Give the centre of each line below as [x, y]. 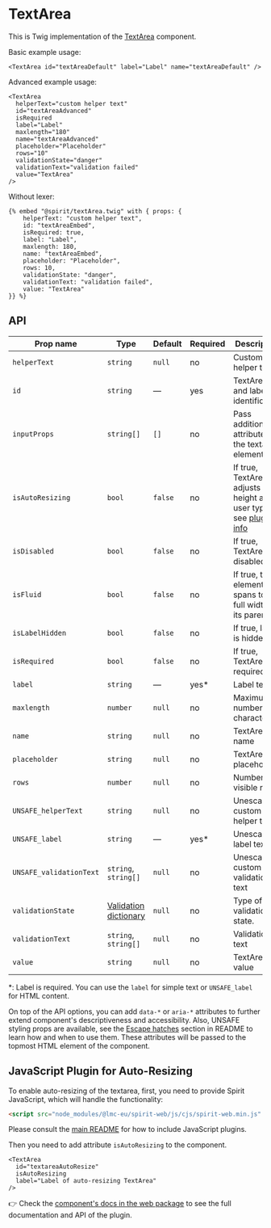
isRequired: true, [54, 232]
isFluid [27, 594]
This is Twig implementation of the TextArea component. [102, 36]
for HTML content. [39, 995]
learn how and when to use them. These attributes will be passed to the [127, 1037]
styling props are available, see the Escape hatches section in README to [131, 1028]
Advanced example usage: [52, 82]
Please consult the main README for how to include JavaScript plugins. [128, 1129]
